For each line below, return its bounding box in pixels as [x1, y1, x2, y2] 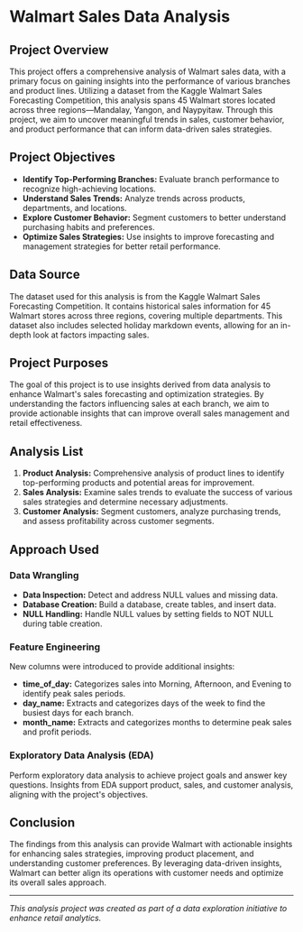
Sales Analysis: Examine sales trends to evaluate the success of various [22, 487, 293, 498]
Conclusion [9, 815, 76, 830]
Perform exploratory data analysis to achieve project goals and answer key [9, 770, 288, 780]
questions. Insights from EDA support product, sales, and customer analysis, [9, 779, 294, 790]
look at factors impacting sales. [32, 329, 150, 340]
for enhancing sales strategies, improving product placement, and [9, 848, 254, 859]
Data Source [9, 267, 80, 282]
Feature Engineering [9, 641, 101, 653]
